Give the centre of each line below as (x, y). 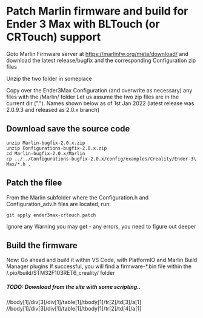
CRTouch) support (54, 37)
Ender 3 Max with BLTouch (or (83, 24)
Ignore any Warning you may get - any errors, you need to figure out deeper (101, 226)
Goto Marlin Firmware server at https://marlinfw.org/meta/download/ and (98, 54)
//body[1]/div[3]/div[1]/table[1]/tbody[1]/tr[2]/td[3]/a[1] (74, 302)
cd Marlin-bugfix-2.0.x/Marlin (46, 153)
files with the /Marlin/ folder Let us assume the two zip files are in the (93, 97)
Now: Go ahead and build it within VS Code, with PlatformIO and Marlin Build (102, 260)
